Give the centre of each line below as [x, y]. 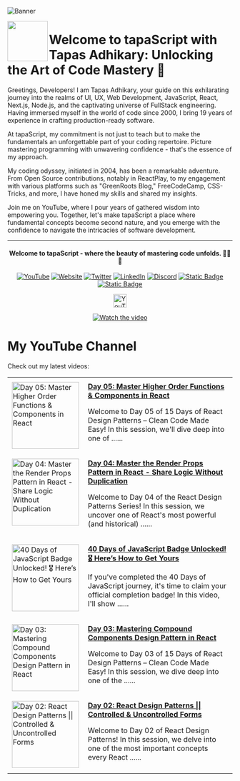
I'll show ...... [109, 604]
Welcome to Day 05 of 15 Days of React [155, 412]
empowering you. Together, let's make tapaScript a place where [101, 215]
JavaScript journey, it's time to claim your [157, 586]
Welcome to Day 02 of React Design [149, 730]
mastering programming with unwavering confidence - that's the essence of [120, 149]
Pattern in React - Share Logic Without [156, 473]
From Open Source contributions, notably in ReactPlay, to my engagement [116, 178]
